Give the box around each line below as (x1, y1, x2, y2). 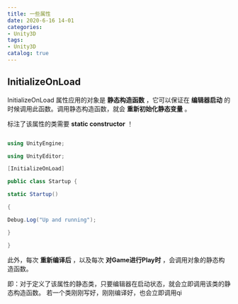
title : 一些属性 (7, 10, 51, 18)
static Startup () (7, 191, 59, 198)
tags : (7, 37, 23, 44)
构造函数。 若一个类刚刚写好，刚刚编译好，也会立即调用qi (13, 288, 182, 297)
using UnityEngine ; (7, 139, 65, 147)
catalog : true (7, 50, 50, 57)
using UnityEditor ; (7, 153, 65, 160)
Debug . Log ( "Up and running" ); (7, 216, 97, 223)
